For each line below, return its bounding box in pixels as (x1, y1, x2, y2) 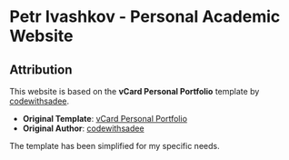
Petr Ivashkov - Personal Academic (9, 6, 281, 27)
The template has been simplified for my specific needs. (9, 141, 220, 151)
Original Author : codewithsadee (22, 123, 144, 134)
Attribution (9, 62, 73, 77)
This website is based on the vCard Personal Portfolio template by (9, 86, 260, 96)
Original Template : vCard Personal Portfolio (22, 114, 188, 124)
